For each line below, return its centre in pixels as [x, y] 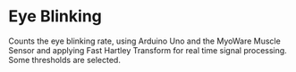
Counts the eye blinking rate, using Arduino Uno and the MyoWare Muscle [144, 41]
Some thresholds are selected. [65, 60]
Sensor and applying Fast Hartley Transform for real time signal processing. [148, 50]
